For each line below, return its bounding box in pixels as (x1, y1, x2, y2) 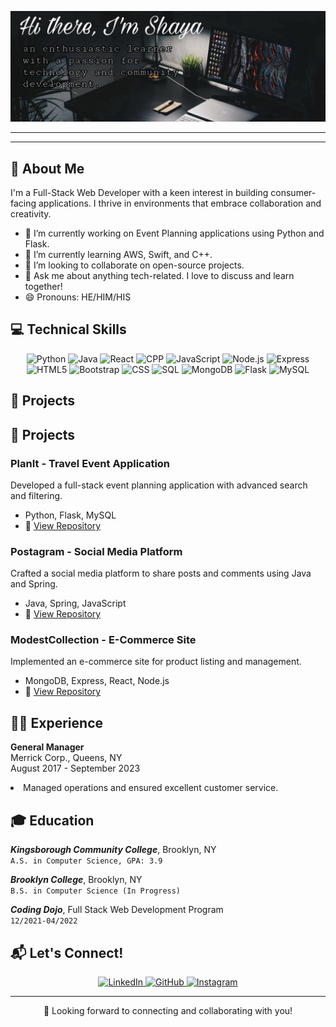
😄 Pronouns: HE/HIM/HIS (24, 291, 132, 303)
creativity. (10, 208, 52, 220)
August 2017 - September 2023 (10, 762, 141, 775)
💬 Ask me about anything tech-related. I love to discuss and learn (24, 270, 295, 281)
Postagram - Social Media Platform (10, 544, 183, 558)
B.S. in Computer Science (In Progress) (10, 886, 182, 896)
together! (24, 281, 63, 292)
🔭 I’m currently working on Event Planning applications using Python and (24, 227, 325, 239)
